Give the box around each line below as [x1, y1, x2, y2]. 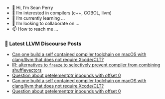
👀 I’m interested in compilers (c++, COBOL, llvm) [11, 10, 112, 16]
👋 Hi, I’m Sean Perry [11, 5, 53, 10]
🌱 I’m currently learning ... [11, 15, 65, 21]
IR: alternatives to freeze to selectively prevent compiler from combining [11, 62, 161, 68]
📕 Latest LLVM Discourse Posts [4, 40, 82, 47]
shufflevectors [11, 67, 42, 73]
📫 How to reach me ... [11, 26, 58, 32]
